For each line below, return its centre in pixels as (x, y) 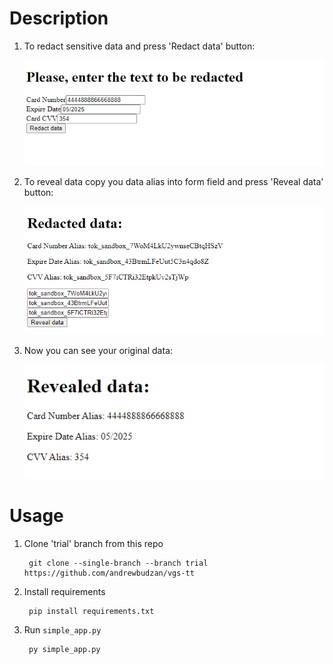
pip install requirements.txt (91, 611)
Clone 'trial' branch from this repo (93, 543)
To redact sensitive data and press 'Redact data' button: (139, 46)
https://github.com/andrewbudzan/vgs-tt (109, 573)
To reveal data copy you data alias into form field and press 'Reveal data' (173, 181)
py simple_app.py (64, 649)
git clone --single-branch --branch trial (118, 563)
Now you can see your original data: (98, 351)
